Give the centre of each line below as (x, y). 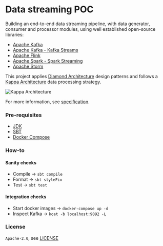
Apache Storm (28, 66)
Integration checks (26, 197)
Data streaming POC (49, 10)
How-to (15, 150)
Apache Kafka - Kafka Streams (45, 50)
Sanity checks (21, 162)
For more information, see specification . (47, 102)
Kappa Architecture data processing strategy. (53, 82)
